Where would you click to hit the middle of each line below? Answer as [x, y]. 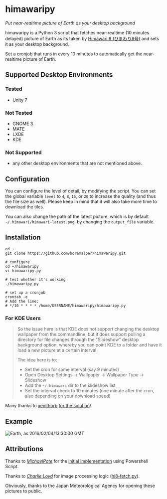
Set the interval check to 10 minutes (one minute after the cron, [89, 391]
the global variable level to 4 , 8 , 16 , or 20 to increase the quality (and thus [81, 196]
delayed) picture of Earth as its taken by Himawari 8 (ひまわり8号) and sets [82, 38]
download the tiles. [25, 207]
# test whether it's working [35, 279]
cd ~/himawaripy [22, 266]
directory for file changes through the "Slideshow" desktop [78, 339]
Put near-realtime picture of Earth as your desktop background [70, 23]
